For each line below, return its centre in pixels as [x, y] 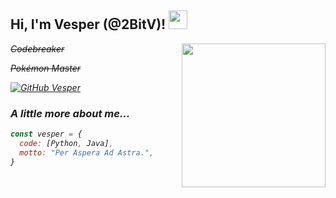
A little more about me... [70, 113]
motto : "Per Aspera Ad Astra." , [87, 152]
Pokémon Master [45, 68]
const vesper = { [46, 134]
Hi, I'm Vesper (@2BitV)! [88, 24]
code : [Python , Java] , [66, 143]
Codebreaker [37, 48]
